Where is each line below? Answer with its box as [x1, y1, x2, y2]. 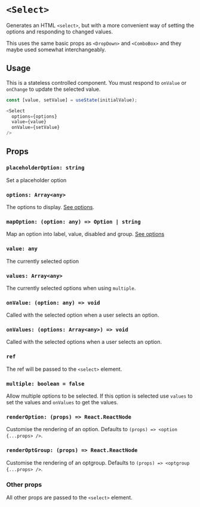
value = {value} [11, 119, 47, 125]
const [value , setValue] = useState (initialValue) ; [6, 97, 137, 103]
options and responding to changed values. [6, 28, 113, 35]
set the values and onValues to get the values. [6, 399, 118, 406]
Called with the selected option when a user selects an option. [6, 312, 159, 319]
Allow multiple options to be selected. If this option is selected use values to [6, 392, 193, 400]
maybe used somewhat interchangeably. [6, 46, 106, 53]
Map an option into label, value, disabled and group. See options [6, 231, 165, 238]
